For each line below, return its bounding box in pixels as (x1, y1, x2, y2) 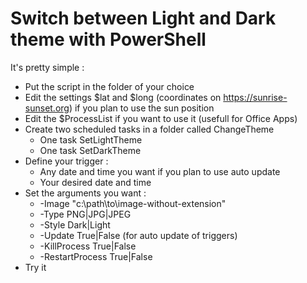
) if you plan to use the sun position (68, 102, 215, 114)
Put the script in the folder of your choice (24, 80, 195, 92)
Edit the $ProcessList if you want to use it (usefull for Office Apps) (24, 112, 298, 124)
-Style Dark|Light (39, 218, 111, 231)
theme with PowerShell (10, 28, 207, 51)
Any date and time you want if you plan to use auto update (39, 165, 281, 177)
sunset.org (24, 102, 70, 114)
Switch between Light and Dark (10, 7, 277, 30)
